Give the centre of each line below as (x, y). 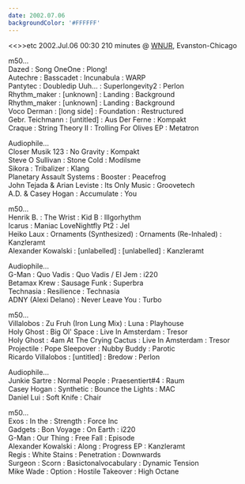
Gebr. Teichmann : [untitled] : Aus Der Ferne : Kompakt (98, 119)
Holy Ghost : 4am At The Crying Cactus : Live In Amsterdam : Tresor (119, 340)
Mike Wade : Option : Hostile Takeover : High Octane (94, 471)
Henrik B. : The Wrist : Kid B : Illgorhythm (75, 217)
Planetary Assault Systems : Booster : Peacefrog (87, 176)
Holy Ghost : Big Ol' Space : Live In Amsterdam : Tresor (98, 332)
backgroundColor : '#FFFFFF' (55, 23)
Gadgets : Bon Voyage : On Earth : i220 (72, 429)
